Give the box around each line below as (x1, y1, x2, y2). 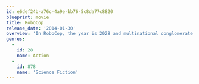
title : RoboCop (6, 20, 44, 25)
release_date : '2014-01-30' (6, 25, 76, 31)
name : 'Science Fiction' (17, 69, 79, 75)
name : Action (17, 53, 49, 59)
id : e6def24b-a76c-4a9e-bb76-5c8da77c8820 (6, 8, 113, 15)
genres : (6, 36, 26, 42)
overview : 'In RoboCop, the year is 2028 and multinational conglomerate (6, 31, 194, 37)
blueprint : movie (6, 14, 49, 20)
